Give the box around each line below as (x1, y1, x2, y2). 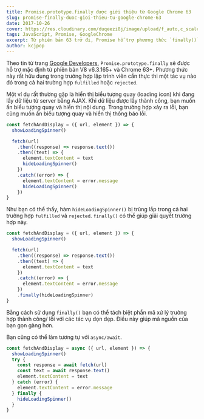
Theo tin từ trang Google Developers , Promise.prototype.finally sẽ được (6, 59, 190, 67)
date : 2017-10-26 (6, 20, 50, 26)
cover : (6, 26, 23, 32)
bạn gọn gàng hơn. (6, 321, 54, 329)
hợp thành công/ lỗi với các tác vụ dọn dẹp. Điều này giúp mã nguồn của (6, 315, 188, 322)
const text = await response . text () (17, 368, 110, 374)
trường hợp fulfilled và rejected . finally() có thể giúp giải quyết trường (6, 212, 192, 219)
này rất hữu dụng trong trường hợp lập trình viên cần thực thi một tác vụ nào (6, 72, 197, 80)
